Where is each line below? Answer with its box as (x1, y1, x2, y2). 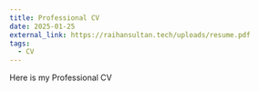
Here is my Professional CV (9, 72, 112, 83)
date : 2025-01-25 (9, 22, 76, 31)
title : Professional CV (9, 13, 100, 23)
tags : (9, 38, 30, 48)
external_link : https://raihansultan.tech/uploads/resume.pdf (9, 30, 251, 39)
